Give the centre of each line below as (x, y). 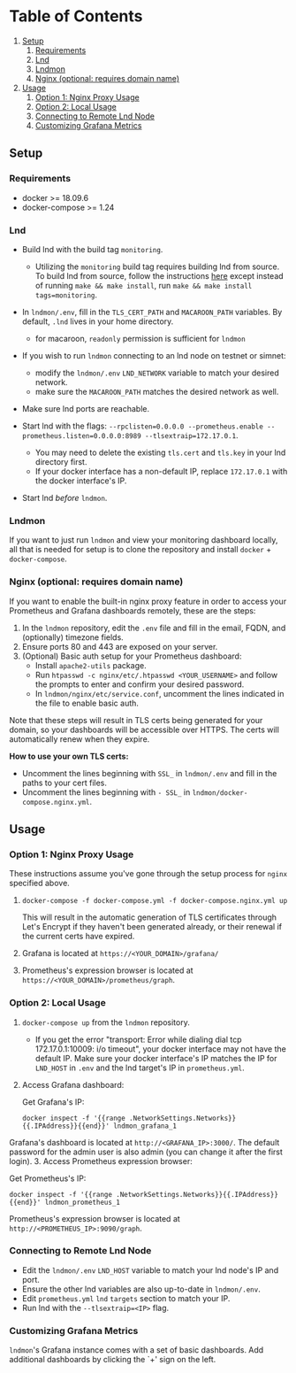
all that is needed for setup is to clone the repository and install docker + (140, 550)
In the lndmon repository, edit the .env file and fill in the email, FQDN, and (154, 628)
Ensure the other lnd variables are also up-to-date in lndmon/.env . (141, 1289)
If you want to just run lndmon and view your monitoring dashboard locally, (144, 540)
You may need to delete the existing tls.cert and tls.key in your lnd (160, 452)
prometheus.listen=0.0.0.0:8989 (81, 436)
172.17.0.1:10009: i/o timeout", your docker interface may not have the (161, 1049)
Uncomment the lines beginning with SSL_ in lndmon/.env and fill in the (149, 773)
